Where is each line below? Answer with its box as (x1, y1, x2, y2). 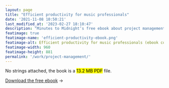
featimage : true (5, 31, 39, 36)
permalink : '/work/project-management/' (5, 54, 92, 59)
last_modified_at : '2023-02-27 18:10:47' (5, 21, 94, 27)
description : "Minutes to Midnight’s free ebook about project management (5, 26, 165, 31)
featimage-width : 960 (5, 45, 51, 50)
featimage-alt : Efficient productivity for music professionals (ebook (5, 40, 158, 45)
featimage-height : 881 (5, 49, 53, 54)
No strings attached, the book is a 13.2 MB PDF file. (5, 68, 112, 74)
